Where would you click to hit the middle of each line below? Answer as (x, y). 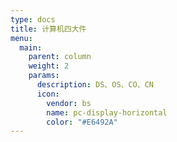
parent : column (60, 57)
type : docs (33, 19)
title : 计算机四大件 (48, 29)
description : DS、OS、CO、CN (95, 85)
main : (31, 47)
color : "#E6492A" (82, 122)
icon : (48, 94)
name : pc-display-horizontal (107, 112)
